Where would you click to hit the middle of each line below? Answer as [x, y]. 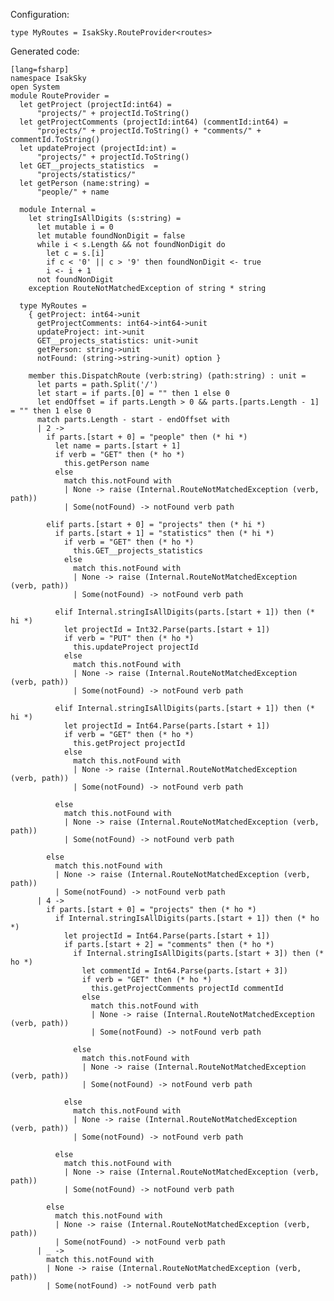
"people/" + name [73, 192]
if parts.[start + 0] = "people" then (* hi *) [147, 437]
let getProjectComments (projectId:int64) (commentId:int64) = [153, 122]
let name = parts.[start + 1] [118, 446]
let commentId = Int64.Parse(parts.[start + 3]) [184, 971]
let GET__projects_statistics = [89, 166]
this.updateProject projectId [136, 647]
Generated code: [45, 51]
